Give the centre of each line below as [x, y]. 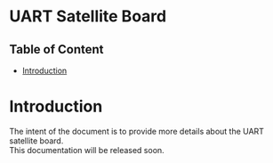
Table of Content [56, 49]
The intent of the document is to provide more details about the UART [137, 131]
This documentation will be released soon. [87, 150]
